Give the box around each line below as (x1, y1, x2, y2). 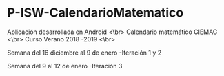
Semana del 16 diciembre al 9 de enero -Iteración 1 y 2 (7, 48, 162, 57)
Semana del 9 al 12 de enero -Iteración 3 (7, 61, 123, 70)
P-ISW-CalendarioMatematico (7, 5, 184, 21)
